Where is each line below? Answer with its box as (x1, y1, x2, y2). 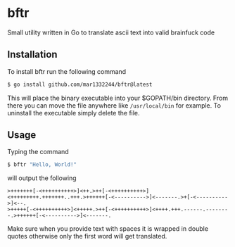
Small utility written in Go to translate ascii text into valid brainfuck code (7, 28, 215, 37)
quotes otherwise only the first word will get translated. (7, 232, 167, 241)
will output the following (7, 174, 77, 182)
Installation (7, 49, 58, 61)
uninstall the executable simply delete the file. (7, 108, 140, 117)
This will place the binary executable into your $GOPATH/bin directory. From (7, 94, 229, 102)
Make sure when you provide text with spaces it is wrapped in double (7, 224, 209, 233)
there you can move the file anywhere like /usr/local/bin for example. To (7, 101, 222, 110)
